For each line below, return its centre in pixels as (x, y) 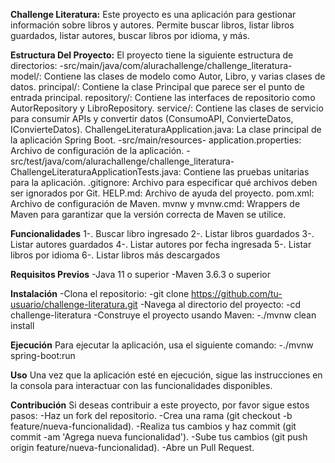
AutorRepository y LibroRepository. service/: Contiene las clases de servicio (167, 108)
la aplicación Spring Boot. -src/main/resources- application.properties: (156, 140)
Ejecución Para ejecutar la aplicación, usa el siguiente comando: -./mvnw (162, 345)
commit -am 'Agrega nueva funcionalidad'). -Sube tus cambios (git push (159, 437)
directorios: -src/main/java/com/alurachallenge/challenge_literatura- (151, 65)
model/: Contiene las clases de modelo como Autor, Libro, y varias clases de (168, 76)
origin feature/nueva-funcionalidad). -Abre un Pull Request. (132, 447)
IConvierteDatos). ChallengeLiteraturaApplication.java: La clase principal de (166, 129)
